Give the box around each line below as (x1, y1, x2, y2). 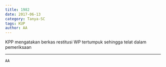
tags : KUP (5, 21, 26, 26)
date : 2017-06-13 (5, 12, 41, 17)
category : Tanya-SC (5, 16, 45, 21)
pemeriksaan (5, 44, 32, 50)
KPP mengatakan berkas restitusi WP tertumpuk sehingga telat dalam (5, 39, 147, 45)
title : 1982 (5, 7, 30, 12)
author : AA (5, 26, 28, 31)
